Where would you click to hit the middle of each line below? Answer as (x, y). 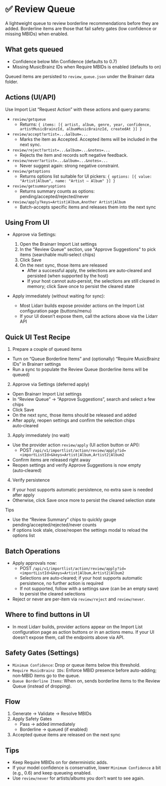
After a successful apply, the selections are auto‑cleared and (89, 271)
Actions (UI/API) (30, 97)
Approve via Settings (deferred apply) (51, 385)
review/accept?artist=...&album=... (50, 134)
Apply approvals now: (34, 563)
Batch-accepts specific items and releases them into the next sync (88, 207)
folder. (12, 82)
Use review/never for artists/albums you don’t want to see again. (78, 778)
